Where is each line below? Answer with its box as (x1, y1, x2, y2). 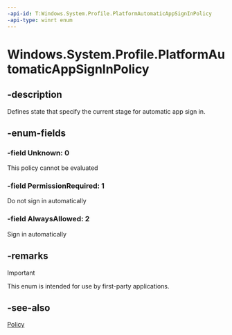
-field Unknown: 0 (7, 148, 70, 157)
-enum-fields (7, 127, 66, 139)
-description (7, 89, 62, 101)
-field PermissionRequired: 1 (7, 181, 105, 191)
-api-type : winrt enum (7, 17, 73, 24)
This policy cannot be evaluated (7, 164, 98, 172)
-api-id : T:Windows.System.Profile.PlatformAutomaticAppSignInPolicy (7, 10, 213, 17)
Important (7, 268, 35, 277)
